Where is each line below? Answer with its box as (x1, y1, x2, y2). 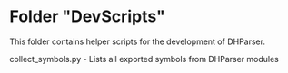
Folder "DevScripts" (9, 6, 165, 27)
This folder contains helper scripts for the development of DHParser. (9, 36, 266, 47)
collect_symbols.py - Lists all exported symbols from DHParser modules (9, 53, 280, 64)
